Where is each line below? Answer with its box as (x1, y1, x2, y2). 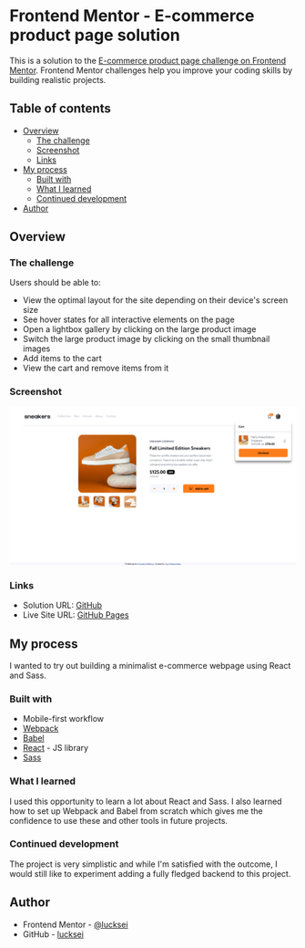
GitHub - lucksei (22, 928, 85, 940)
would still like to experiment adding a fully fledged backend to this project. (9, 868, 291, 879)
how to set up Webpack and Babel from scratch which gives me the (9, 805, 263, 817)
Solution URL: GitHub (22, 599, 103, 611)
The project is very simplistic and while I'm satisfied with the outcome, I (9, 859, 278, 870)
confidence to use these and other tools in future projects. (9, 815, 229, 826)
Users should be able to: (9, 277, 102, 288)
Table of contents (9, 101, 111, 117)
